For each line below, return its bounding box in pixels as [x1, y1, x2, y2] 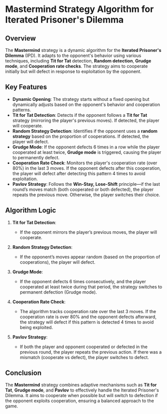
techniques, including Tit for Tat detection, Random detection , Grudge [5, 58, 152, 63]
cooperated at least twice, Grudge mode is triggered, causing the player [12, 149, 162, 155]
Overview [5, 34, 36, 42]
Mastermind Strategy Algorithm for [5, 3, 154, 15]
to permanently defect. [12, 154, 60, 160]
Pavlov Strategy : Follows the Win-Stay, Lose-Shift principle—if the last [12, 181, 161, 187]
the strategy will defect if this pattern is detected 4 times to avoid [19, 319, 154, 325]
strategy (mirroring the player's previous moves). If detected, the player [12, 117, 160, 123]
